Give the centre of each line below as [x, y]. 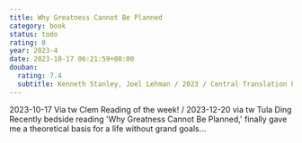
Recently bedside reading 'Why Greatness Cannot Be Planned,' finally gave [148, 119]
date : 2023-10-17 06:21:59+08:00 [72, 59]
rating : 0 [28, 42]
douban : [24, 68]
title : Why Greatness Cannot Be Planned [86, 17]
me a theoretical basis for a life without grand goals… [108, 128]
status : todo [34, 34]
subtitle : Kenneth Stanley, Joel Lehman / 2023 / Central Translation [152, 84]
